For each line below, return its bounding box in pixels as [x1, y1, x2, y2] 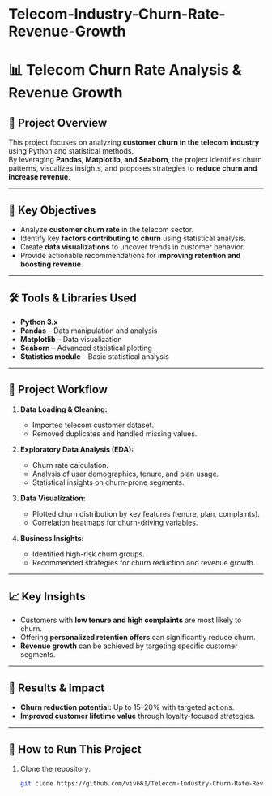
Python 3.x [19, 317, 58, 327]
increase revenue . [8, 172, 70, 182]
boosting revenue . [19, 259, 83, 269]
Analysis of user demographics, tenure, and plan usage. [32, 469, 219, 478]
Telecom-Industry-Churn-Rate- [8, 5, 226, 24]
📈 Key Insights [8, 590, 87, 603]
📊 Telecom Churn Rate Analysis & [8, 61, 242, 80]
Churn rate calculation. [32, 460, 109, 469]
